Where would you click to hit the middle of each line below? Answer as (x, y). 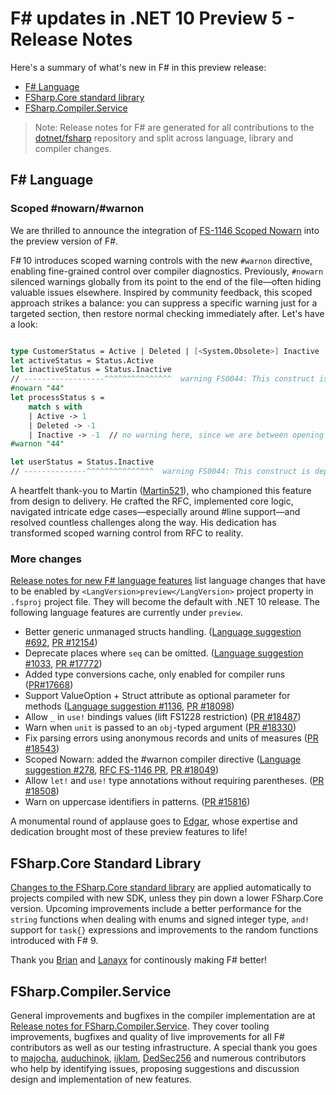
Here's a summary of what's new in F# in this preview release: (138, 67)
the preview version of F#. (64, 241)
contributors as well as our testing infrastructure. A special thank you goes (164, 1047)
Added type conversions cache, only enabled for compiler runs (155, 674)
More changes (46, 559)
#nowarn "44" (37, 388)
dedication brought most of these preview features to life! (129, 832)
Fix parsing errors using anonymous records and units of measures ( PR (171, 738)
